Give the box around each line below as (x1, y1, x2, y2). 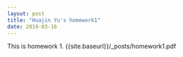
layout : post (7, 10, 45, 17)
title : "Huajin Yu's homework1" (7, 17, 101, 24)
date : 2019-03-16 (7, 23, 58, 30)
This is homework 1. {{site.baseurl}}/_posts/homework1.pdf (7, 42, 177, 51)
